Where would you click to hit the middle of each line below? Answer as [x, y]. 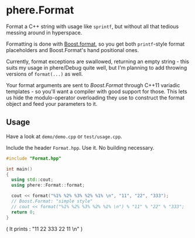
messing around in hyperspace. [44, 32]
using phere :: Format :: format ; [48, 185]
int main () [19, 169]
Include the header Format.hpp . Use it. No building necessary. [80, 147]
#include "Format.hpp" [34, 158]
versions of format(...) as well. [45, 74]
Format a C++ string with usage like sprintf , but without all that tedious [93, 26]
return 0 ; [23, 212]
